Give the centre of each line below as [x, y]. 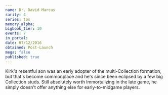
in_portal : [17, 38]
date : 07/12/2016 [24, 43]
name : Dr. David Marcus [30, 10]
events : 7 [16, 33]
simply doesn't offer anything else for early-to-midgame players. [73, 87]
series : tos [18, 19]
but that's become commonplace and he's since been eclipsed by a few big [84, 77]
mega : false [18, 52]
